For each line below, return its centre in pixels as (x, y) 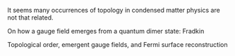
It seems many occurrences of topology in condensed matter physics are (114, 10)
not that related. (31, 17)
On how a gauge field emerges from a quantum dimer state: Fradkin (106, 31)
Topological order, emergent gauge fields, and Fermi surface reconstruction (117, 44)
